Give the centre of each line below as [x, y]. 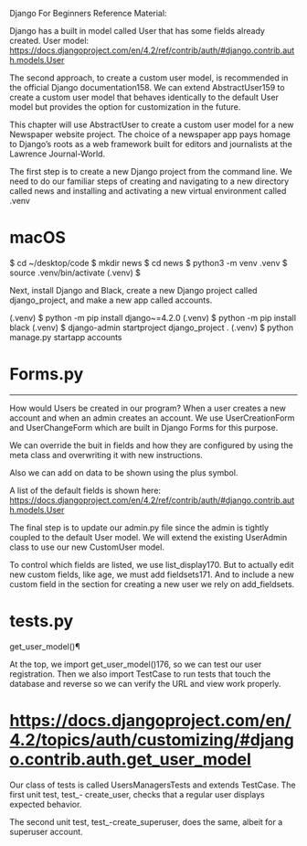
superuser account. [47, 831]
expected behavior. [46, 804]
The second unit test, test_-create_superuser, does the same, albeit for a [146, 821]
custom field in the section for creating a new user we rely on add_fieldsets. [152, 584]
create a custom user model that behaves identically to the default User [144, 97]
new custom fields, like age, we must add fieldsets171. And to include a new [152, 574]
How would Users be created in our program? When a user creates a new [148, 408]
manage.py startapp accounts [66, 337]
